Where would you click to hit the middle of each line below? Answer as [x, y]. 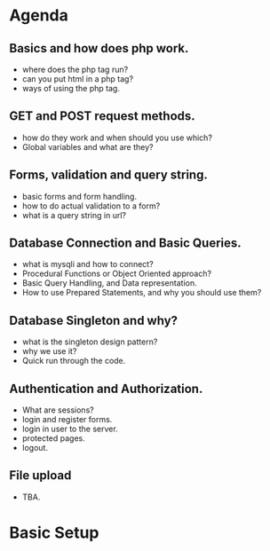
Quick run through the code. [74, 361]
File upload [40, 476]
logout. [35, 448]
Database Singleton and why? [94, 320]
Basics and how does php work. [99, 48]
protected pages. [54, 438]
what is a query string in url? [74, 215]
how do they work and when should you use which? [117, 138]
